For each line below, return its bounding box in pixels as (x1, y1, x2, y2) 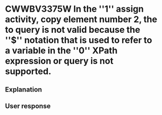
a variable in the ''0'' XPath (5, 45, 118, 56)
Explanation (5, 85, 42, 93)
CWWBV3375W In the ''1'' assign (5, 3, 144, 15)
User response (5, 102, 51, 110)
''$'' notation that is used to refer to (5, 35, 152, 46)
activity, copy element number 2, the (5, 14, 158, 25)
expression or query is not (5, 55, 114, 67)
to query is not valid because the (5, 24, 141, 35)
